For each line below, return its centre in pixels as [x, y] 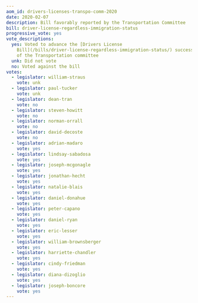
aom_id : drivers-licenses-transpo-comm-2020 [62, 11]
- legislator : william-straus [48, 77]
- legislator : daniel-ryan [44, 220]
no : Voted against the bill [46, 66]
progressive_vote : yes [34, 34]
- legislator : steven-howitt [47, 110]
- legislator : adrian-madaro [47, 143]
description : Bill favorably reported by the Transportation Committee [96, 22]
